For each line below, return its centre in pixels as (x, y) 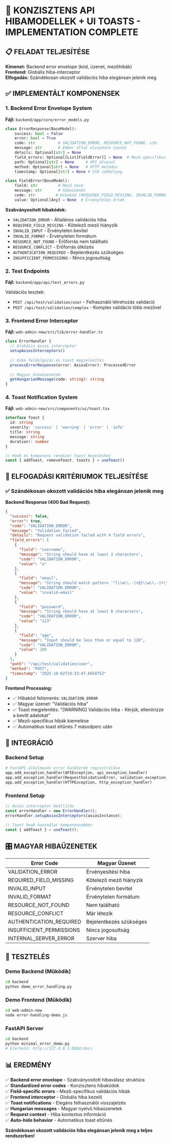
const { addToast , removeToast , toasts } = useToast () (65, 461)
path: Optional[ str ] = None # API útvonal (65, 162)
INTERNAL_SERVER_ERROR (41, 939)
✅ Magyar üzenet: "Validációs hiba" (50, 703)
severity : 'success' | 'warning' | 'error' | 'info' (67, 427)
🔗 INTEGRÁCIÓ (29, 743)
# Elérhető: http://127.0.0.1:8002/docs (49, 1048)
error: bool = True (35, 138)
